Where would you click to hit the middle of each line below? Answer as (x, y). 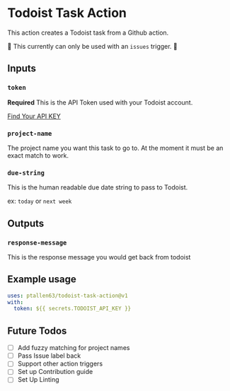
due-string (26, 173)
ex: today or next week (40, 201)
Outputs (26, 223)
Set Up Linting (38, 380)
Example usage (42, 280)
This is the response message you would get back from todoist (99, 257)
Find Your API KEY (34, 116)
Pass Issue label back (49, 356)
